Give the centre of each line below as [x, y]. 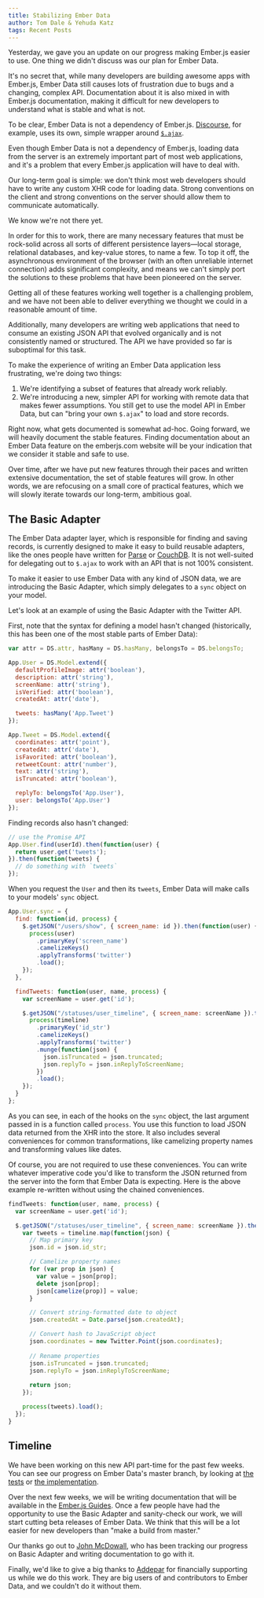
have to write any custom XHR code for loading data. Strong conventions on [131, 189]
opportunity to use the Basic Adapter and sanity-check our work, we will [125, 1513]
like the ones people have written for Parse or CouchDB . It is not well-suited [131, 555]
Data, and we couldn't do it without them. [75, 1585]
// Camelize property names [75, 1262]
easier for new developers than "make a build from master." [104, 1530]
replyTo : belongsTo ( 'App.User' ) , [70, 793]
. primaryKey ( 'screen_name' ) [82, 941]
